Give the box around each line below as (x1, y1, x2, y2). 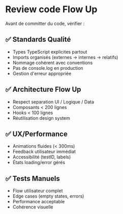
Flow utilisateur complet (12, 188, 63, 194)
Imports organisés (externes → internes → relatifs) (12, 54, 118, 60)
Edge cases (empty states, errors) (12, 193, 84, 199)
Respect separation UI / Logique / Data (12, 98, 95, 105)
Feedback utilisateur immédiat (12, 149, 76, 155)
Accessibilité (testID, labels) (12, 154, 71, 160)
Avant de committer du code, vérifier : (5, 20, 85, 26)
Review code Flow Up (5, 4, 98, 15)
